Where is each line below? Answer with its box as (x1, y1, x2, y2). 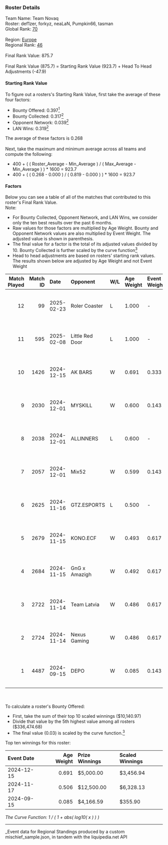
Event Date (7, 754, 34, 761)
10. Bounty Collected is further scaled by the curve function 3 (12, 246, 137, 253)
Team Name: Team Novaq (5, 16, 59, 22)
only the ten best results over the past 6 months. (12, 220, 112, 226)
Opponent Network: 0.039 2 (12, 118, 69, 125)
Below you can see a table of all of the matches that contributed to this (5, 194, 151, 200)
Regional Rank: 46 (5, 42, 43, 48)
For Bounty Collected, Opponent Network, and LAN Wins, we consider (12, 214, 157, 220)
